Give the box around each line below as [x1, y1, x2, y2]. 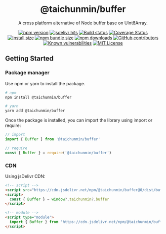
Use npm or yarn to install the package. [5, 80, 85, 86]
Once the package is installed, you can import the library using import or [5, 117, 153, 123]
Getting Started [5, 55, 54, 63]
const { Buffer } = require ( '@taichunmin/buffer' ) [5, 150, 112, 155]
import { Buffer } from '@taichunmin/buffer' [5, 137, 100, 142]
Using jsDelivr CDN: [5, 173, 45, 179]
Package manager [5, 69, 50, 76]
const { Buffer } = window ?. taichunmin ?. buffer [9, 197, 110, 202]
